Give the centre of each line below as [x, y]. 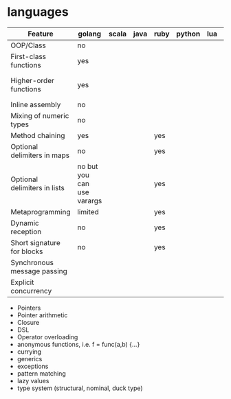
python [188, 34]
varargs [90, 201]
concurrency [31, 290]
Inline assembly [36, 104]
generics [30, 358]
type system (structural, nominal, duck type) [80, 388]
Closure [28, 322]
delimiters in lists [38, 187]
